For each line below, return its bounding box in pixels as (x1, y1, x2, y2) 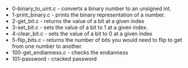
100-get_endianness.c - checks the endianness (11, 49, 129, 56)
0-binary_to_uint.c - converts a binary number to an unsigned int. (11, 5, 171, 12)
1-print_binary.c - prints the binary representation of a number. (11, 11, 165, 18)
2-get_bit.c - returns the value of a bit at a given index (11, 18, 145, 24)
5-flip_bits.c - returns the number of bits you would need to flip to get (11, 37, 183, 43)
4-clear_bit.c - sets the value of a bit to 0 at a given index (11, 30, 153, 37)
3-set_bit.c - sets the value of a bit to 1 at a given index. (11, 24, 148, 31)
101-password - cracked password (11, 56, 97, 62)
